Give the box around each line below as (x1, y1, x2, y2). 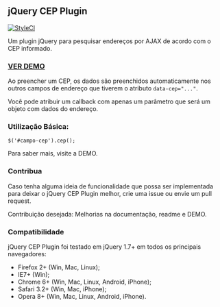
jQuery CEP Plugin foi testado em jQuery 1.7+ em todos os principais (8, 243, 201, 251)
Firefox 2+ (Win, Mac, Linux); (17, 263, 100, 271)
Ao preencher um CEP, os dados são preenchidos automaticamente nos (8, 77, 211, 85)
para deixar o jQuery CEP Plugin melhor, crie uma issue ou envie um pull (8, 189, 212, 197)
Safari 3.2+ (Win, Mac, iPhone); (17, 285, 107, 293)
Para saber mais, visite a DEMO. (8, 149, 98, 158)
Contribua (8, 167, 42, 176)
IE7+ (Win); (17, 271, 50, 278)
